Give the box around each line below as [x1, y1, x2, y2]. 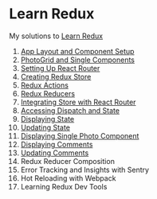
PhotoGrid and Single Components [20, 55, 135, 64]
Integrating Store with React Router [20, 97, 136, 107]
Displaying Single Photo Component [20, 131, 139, 140]
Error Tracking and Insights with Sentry [20, 165, 150, 174]
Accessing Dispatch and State [20, 105, 120, 115]
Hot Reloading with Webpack [20, 173, 116, 183]
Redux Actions [20, 80, 69, 90]
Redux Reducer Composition [20, 156, 115, 166]
